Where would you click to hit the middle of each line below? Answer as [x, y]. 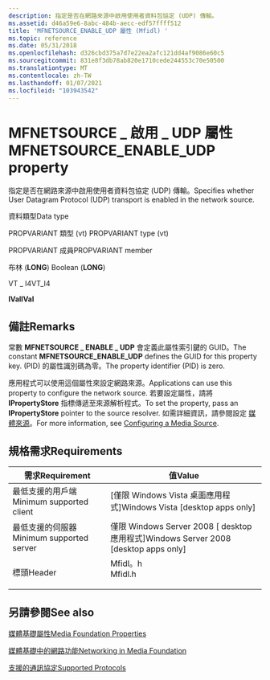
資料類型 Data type [39, 216]
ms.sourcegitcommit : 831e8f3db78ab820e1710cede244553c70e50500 [117, 61]
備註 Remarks [42, 326]
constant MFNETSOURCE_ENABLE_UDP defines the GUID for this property [133, 356]
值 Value [184, 475]
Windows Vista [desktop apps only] [189, 507]
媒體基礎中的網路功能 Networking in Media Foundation [98, 650]
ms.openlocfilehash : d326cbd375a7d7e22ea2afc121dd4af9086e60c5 [117, 53]
